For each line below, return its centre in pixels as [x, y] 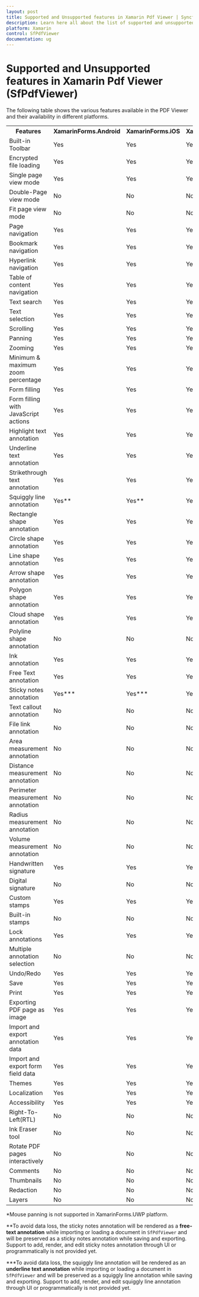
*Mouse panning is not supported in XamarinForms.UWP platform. [87, 1214]
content [20, 284]
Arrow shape [27, 572]
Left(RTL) [23, 1120]
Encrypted [24, 158]
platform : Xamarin [29, 28]
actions [19, 421]
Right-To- [24, 1112]
